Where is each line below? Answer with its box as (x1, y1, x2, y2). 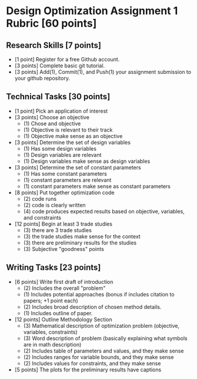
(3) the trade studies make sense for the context (23, 233, 141, 240)
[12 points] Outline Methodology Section (14, 316, 113, 323)
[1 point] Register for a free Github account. (14, 56, 120, 63)
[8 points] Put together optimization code (14, 189, 115, 196)
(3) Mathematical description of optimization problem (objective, (23, 322, 180, 329)
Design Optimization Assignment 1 (6, 4, 178, 18)
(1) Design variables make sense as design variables (23, 158, 151, 165)
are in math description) (23, 341, 82, 348)
